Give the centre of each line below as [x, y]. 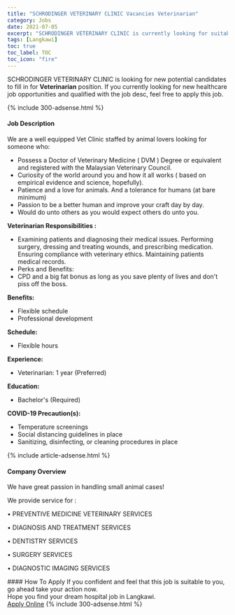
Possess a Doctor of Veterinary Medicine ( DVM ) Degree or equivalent [119, 160]
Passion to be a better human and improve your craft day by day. [111, 204]
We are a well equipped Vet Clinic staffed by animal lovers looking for [107, 139]
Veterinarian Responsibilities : [52, 225]
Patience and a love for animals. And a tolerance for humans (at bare [116, 190]
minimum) [32, 197]
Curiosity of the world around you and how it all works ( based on [112, 175]
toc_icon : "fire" [33, 59]
